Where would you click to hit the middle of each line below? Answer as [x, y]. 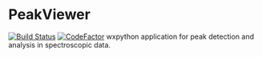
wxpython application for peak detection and [180, 36]
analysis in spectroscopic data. [59, 44]
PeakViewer [49, 15]
